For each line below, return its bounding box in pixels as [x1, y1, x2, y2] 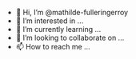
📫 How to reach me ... [15, 42, 90, 51]
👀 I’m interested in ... [15, 16, 84, 26]
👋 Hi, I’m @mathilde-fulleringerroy [15, 8, 129, 17]
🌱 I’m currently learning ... [15, 25, 102, 33]
